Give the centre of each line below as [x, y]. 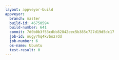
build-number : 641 [28, 28]
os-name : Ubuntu [26, 45]
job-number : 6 [24, 41]
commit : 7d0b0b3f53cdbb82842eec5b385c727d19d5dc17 [62, 32]
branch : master [25, 18]
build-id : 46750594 [29, 23]
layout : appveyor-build [29, 9]
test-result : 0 [25, 50]
